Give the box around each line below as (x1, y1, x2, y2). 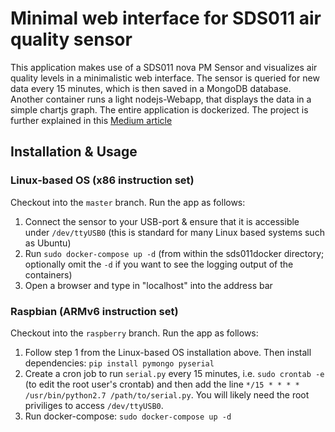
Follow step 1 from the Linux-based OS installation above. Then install (24, 346, 312, 358)
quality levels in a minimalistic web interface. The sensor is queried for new (10, 72, 320, 84)
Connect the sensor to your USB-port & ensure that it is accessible (24, 215, 300, 227)
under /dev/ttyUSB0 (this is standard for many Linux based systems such (24, 226, 325, 238)
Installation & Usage (10, 143, 138, 161)
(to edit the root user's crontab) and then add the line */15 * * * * (24, 378, 300, 390)
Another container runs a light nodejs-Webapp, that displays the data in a (10, 93, 312, 105)
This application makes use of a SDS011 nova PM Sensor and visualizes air (10, 61, 318, 73)
